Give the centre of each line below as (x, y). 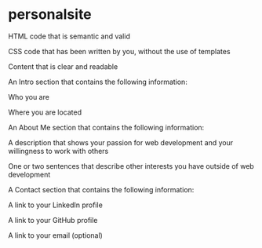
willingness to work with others (58, 151)
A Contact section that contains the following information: (101, 189)
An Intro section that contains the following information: (98, 82)
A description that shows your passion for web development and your (121, 142)
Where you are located (45, 112)
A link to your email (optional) (56, 235)
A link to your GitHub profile (53, 220)
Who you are (29, 97)
